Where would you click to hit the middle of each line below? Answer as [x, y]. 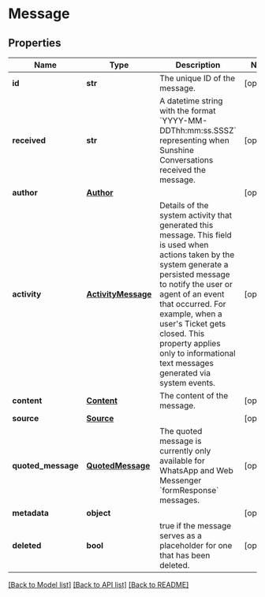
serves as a [181, 535]
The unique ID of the [197, 78]
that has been [185, 555]
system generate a [194, 265]
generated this [186, 225]
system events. [187, 383]
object [99, 513]
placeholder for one [196, 545]
